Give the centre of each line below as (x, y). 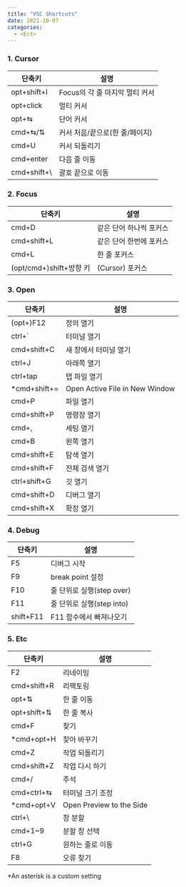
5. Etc (17, 639)
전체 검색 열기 (87, 469)
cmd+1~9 (28, 831)
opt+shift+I (30, 92)
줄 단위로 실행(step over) (91, 591)
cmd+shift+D (33, 494)
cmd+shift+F (32, 468)
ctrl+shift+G (31, 482)
